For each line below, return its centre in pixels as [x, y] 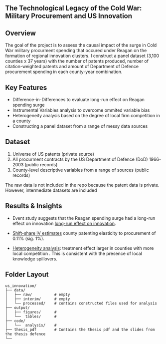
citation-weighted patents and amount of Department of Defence [72, 67]
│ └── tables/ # [31, 317]
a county [21, 121]
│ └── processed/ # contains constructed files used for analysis [81, 303]
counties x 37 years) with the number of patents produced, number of [77, 61]
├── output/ [17, 308]
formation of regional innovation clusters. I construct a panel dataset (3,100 [82, 56]
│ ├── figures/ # [31, 312]
